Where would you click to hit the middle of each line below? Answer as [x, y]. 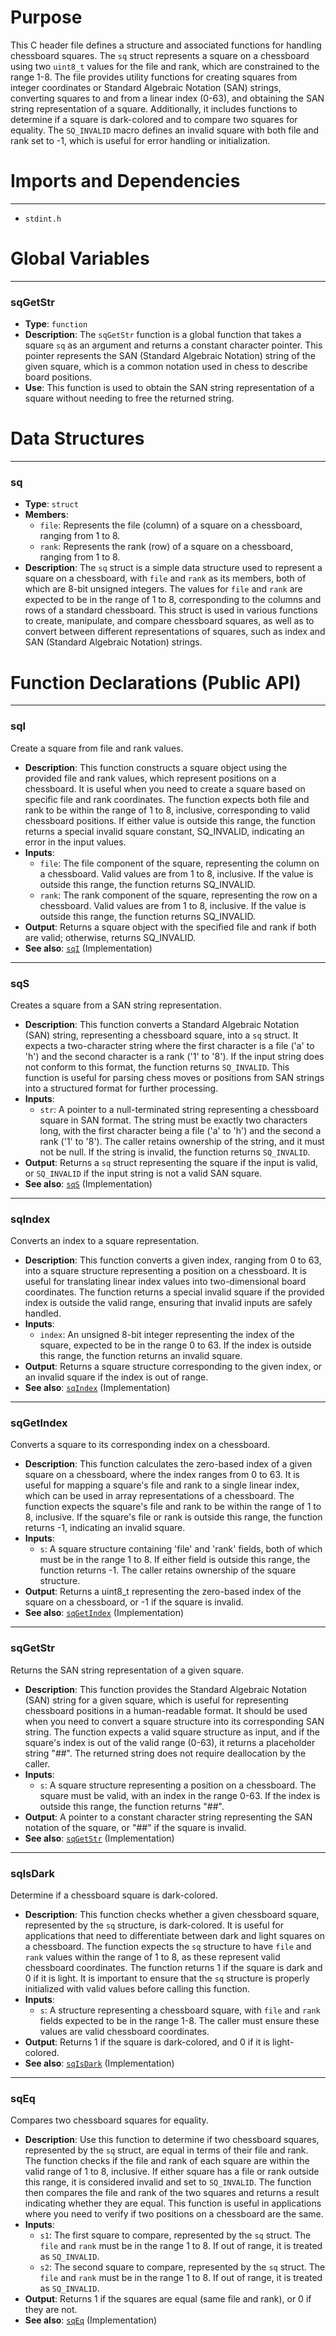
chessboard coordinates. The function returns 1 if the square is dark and [173, 1968]
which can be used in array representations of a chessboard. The [159, 1496]
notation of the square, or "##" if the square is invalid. [135, 1827]
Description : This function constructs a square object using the [156, 767]
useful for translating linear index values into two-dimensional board [165, 1282]
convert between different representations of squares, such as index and [175, 632]
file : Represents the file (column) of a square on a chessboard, [171, 525]
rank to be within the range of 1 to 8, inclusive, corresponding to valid [167, 810]
